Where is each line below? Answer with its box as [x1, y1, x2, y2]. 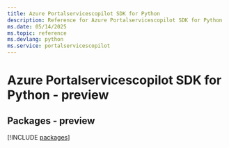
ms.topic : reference [7, 29, 68, 37]
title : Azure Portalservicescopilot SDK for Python [7, 10, 160, 17]
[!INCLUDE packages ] [7, 133, 70, 141]
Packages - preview [7, 115, 95, 126]
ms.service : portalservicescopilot [7, 42, 111, 49]
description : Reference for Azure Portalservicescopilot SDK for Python [7, 17, 223, 24]
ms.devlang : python [7, 36, 64, 43]
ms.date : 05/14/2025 [7, 23, 68, 30]
